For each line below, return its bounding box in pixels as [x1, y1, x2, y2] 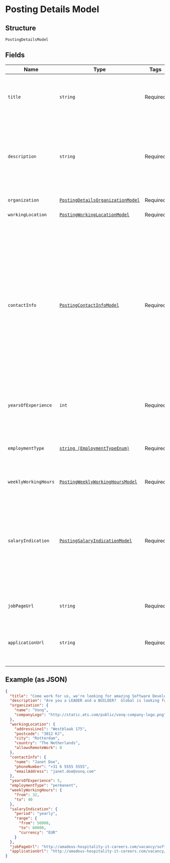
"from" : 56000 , [18, 820, 51, 826]
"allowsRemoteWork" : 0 [14, 746, 62, 751]
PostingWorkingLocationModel [59, 212, 130, 217]
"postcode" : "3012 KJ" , [14, 731, 65, 736]
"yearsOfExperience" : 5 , [10, 778, 62, 783]
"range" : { [14, 816, 37, 821]
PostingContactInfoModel [59, 302, 119, 308]
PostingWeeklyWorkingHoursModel [59, 479, 138, 485]
